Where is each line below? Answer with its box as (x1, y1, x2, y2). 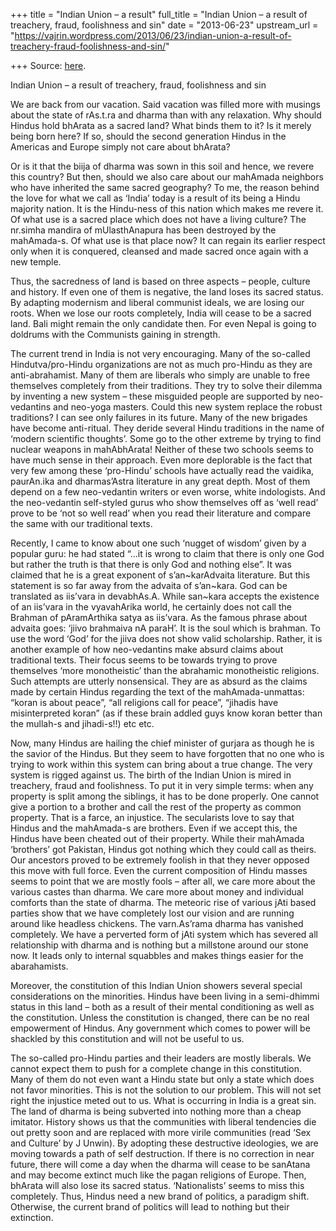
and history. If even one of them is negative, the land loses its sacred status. (10, 286, 324, 298)
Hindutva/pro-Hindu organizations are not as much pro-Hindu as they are (10, 359, 313, 370)
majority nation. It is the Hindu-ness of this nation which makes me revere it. (10, 203, 324, 214)
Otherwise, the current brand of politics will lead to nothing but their (10, 1201, 290, 1213)
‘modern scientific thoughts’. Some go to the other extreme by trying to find (10, 433, 322, 444)
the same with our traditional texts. (10, 518, 153, 529)
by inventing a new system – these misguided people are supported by (10, 390, 302, 402)
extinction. (10, 1212, 54, 1223)
